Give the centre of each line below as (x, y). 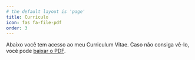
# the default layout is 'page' (46, 11)
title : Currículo (27, 17)
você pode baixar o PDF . (36, 51)
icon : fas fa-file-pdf (34, 22)
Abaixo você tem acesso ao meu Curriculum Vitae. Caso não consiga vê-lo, (98, 45)
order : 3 (17, 28)
